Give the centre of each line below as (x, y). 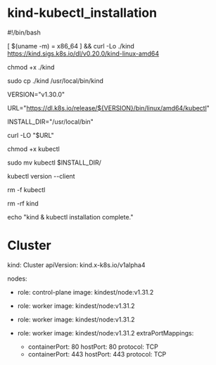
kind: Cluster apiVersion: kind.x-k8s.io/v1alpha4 (76, 264)
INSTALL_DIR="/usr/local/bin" (50, 122)
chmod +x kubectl (33, 148)
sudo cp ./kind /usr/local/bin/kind (55, 81)
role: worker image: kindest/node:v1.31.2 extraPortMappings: (106, 333)
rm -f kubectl (26, 190)
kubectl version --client (41, 176)
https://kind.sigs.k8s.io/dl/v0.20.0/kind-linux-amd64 (83, 53)
